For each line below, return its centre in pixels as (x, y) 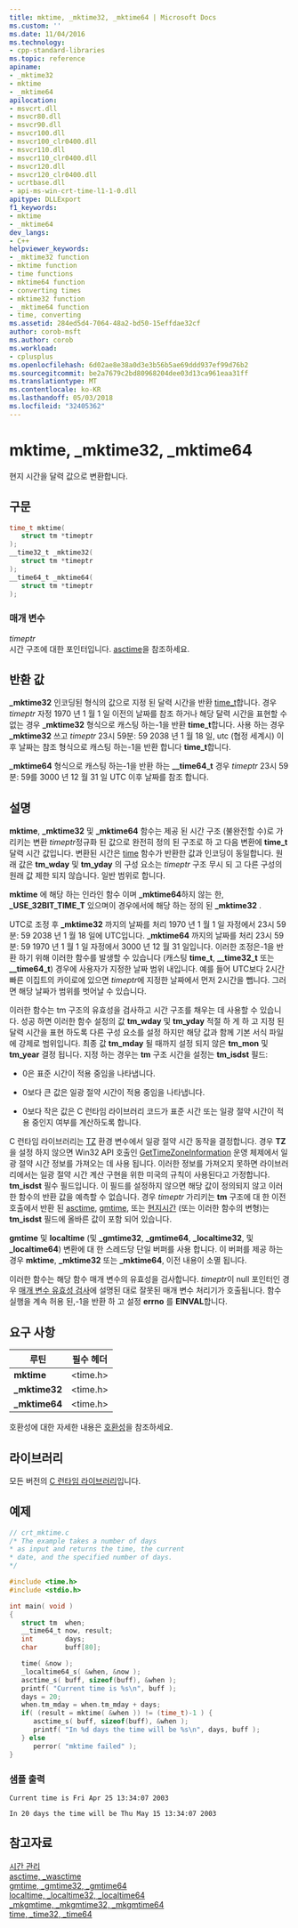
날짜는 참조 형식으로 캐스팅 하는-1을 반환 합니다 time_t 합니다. (125, 747)
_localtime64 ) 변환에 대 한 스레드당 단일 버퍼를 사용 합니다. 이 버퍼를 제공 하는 (146, 1249)
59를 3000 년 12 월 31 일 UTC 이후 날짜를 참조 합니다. (115, 777)
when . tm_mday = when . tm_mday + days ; (91, 1705)
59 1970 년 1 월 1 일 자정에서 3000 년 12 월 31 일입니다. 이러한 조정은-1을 (148, 947)
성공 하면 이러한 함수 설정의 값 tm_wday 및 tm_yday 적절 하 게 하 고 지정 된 (153, 1021)
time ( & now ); (47, 1664)
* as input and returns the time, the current (97, 1549)
